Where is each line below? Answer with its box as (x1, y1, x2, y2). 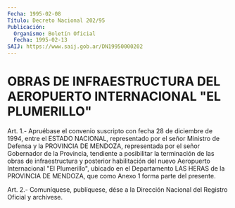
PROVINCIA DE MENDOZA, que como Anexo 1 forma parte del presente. (7, 171, 216, 180)
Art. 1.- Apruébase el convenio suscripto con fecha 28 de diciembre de (7, 126, 213, 135)
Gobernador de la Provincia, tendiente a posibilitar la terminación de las (7, 149, 215, 157)
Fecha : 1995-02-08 (7, 10, 61, 18)
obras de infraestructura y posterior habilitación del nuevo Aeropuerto (7, 157, 211, 165)
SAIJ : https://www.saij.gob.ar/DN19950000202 (7, 43, 143, 50)
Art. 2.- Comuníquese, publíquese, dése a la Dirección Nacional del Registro (7, 185, 228, 194)
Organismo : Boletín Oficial (13, 30, 96, 37)
